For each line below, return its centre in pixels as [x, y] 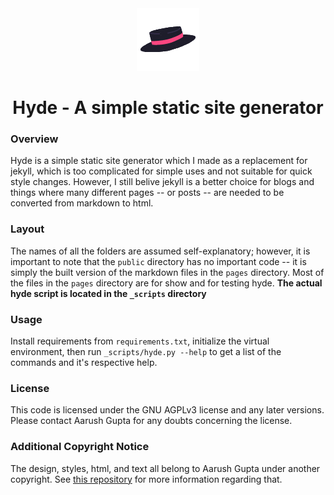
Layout [27, 229]
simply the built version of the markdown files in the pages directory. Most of [167, 272]
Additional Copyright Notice [80, 447]
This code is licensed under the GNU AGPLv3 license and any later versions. [167, 410]
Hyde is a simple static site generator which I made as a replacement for [159, 161]
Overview [34, 139]
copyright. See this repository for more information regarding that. [146, 479]
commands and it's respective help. [84, 363]
